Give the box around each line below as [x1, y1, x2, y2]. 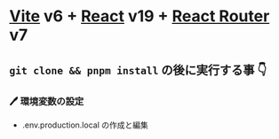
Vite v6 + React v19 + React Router [9, 6, 270, 27]
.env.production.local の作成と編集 [21, 120, 148, 130]
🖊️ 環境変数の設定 [9, 95, 84, 107]
